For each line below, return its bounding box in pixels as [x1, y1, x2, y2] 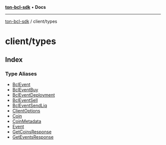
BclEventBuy [12, 87, 39, 93]
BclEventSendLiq [12, 102, 47, 108]
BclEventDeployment [12, 92, 55, 98]
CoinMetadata [12, 118, 41, 124]
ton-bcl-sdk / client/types [5, 18, 58, 24]
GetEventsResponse [12, 134, 54, 140]
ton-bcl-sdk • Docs [5, 4, 46, 10]
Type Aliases [5, 70, 37, 77]
